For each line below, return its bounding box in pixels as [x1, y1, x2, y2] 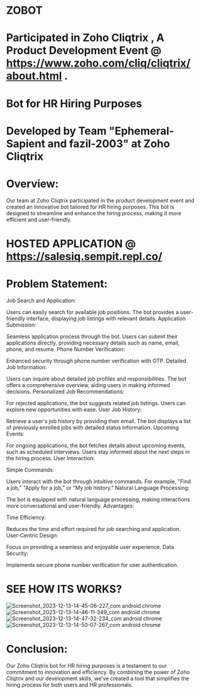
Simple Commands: [6, 466, 54, 473]
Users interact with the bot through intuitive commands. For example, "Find [6, 478, 191, 485]
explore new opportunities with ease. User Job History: [6, 406, 142, 413]
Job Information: [6, 363, 47, 370]
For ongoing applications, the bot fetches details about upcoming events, [6, 442, 186, 449]
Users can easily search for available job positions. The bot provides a [6, 308, 179, 315]
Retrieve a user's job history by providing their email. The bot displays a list [6, 417, 191, 424]
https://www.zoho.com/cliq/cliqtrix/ [6, 56, 191, 70]
